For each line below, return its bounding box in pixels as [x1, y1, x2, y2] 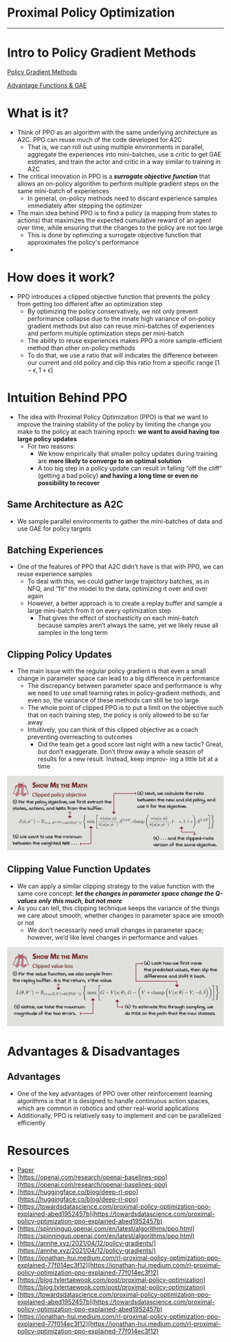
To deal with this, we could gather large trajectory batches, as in [27, 578, 210, 586]
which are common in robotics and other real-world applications [16, 1104, 199, 1112]
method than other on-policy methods [27, 344, 135, 352]
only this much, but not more [38, 896, 122, 905]
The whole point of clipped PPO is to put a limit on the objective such [27, 704, 223, 712]
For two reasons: [27, 442, 76, 450]
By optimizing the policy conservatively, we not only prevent [27, 307, 198, 315]
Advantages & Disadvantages [7, 1043, 180, 1059]
